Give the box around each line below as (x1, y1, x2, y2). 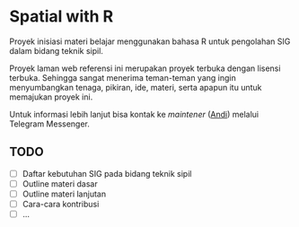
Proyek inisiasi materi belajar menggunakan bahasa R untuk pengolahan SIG (9, 36, 291, 47)
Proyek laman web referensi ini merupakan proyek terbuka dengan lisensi (9, 63, 281, 74)
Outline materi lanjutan (22, 188, 106, 199)
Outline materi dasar (22, 178, 98, 189)
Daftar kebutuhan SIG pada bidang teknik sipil (22, 168, 192, 179)
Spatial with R (9, 6, 114, 27)
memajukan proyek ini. (9, 92, 93, 102)
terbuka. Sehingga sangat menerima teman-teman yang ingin (9, 72, 236, 83)
